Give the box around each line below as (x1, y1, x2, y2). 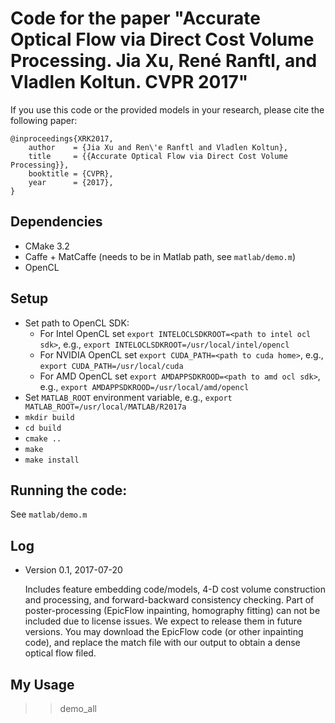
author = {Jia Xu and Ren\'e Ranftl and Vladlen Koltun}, (28, 142, 288, 152)
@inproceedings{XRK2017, (10, 133, 114, 144)
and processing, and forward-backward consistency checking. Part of (24, 594, 315, 606)
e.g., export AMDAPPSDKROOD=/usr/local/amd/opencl (39, 380, 250, 392)
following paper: (10, 114, 78, 126)
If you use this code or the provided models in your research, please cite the (10, 103, 325, 116)
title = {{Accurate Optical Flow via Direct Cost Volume (28, 151, 288, 161)
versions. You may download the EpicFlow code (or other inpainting (24, 626, 304, 638)
